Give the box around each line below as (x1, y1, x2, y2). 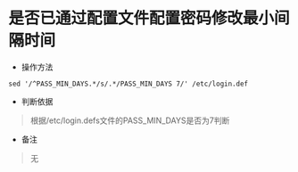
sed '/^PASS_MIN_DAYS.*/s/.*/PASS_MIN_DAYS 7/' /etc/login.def (8, 79, 249, 88)
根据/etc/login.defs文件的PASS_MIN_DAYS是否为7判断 (29, 115, 230, 126)
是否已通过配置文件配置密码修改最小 (8, 8, 275, 29)
